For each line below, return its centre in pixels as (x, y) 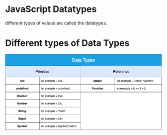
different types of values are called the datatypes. (56, 23)
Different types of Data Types (67, 43)
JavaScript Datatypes (51, 9)
